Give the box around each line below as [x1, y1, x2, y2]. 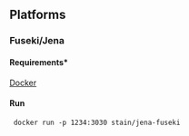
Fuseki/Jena [9, 34, 65, 47]
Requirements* [9, 56, 68, 67]
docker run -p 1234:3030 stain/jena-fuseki [13, 118, 181, 127]
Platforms [9, 7, 66, 23]
